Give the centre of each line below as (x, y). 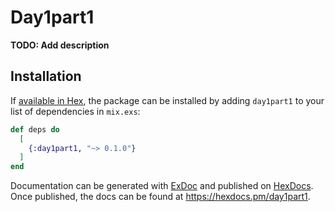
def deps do (35, 129)
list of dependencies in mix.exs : (75, 111)
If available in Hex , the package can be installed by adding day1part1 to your (167, 100)
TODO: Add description (60, 45)
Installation (46, 76)
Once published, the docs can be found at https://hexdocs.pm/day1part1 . (160, 197)
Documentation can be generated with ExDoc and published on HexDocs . (162, 186)
